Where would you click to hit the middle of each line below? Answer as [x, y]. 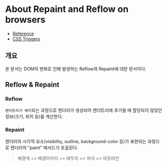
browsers [25, 20]
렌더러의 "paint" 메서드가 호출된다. [44, 148]
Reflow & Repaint [32, 85]
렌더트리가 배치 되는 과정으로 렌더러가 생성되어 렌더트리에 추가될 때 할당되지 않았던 [84, 110]
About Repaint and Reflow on [67, 9]
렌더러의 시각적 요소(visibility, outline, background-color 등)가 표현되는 [76, 141]
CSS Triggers [26, 39]
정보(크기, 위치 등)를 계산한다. [34, 117]
